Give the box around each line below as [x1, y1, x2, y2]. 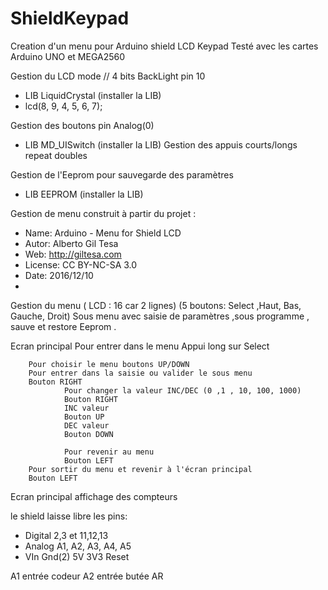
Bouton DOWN [63, 429, 114, 439]
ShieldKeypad [10, 7, 130, 30]
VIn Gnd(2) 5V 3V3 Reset [24, 550, 130, 562]
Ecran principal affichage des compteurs [10, 490, 178, 502]
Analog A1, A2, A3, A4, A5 [24, 540, 132, 552]
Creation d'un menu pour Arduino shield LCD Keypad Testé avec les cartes [10, 40, 319, 52]
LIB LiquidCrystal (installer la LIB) [24, 89, 162, 101]
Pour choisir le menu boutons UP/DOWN [28, 359, 190, 369]
